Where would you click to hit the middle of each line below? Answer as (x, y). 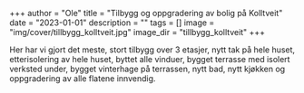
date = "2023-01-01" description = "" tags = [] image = (112, 23)
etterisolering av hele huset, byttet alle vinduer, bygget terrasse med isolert (150, 59)
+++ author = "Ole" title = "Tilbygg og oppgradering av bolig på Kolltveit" (146, 13)
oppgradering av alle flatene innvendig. (83, 79)
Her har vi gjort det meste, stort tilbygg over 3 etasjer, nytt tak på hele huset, (152, 50)
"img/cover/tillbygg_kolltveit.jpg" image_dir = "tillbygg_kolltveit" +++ (137, 32)
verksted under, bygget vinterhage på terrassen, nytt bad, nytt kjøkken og (147, 69)
